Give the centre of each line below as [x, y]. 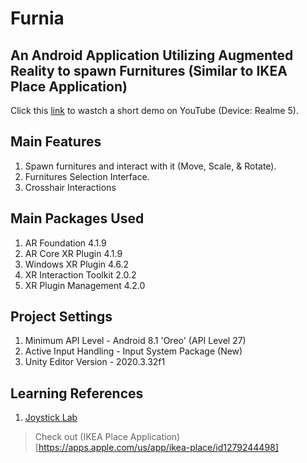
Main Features [56, 142]
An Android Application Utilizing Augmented [152, 55]
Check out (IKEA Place [81, 437]
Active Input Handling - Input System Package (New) [133, 351]
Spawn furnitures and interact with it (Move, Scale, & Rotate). [150, 166]
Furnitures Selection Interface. [87, 176]
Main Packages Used [77, 218]
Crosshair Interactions [70, 187]
